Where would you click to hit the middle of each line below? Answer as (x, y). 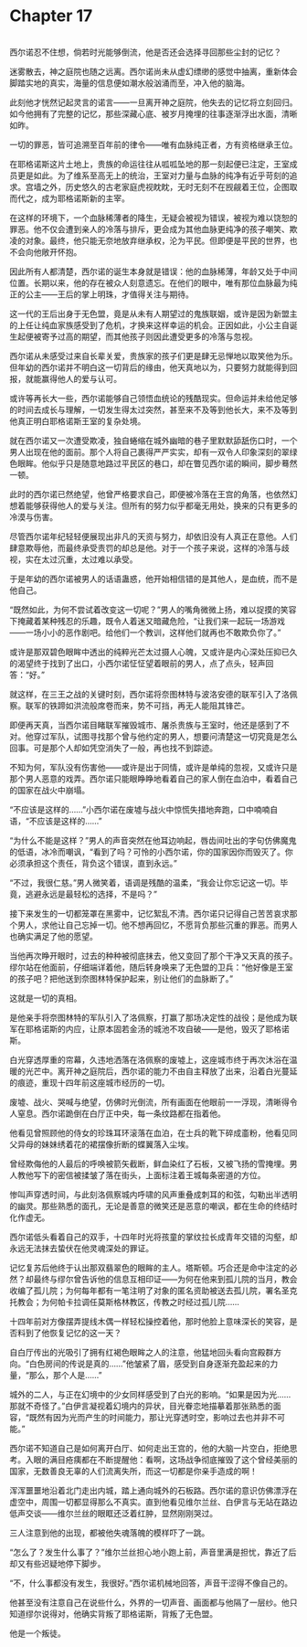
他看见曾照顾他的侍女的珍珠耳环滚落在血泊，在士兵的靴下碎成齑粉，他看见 (149, 1132)
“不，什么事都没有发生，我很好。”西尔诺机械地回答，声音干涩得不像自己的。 (151, 1583)
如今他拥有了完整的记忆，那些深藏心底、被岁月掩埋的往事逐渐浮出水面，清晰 (153, 113)
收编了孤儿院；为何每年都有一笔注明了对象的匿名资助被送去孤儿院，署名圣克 (153, 1291)
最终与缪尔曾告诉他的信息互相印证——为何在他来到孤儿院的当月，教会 (165, 1279)
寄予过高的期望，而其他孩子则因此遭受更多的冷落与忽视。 (149, 336)
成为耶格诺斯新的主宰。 (85, 198)
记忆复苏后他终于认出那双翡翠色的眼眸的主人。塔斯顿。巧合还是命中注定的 (149, 1268)
